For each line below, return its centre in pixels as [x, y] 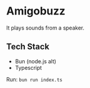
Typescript [28, 68]
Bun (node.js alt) [35, 61]
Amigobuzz [36, 11]
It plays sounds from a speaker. [45, 28]
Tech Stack [28, 47]
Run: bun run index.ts [34, 79]
